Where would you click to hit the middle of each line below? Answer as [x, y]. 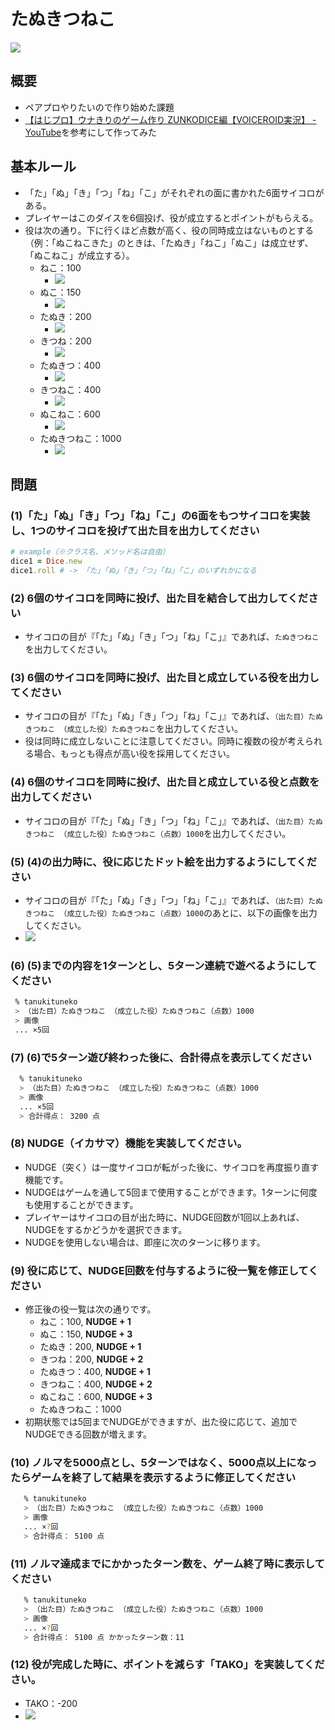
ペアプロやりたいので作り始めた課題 [99, 107]
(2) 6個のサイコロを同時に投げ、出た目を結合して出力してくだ [159, 598]
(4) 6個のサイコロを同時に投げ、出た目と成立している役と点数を [165, 782]
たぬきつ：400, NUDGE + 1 [95, 1372]
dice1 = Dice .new [46, 561]
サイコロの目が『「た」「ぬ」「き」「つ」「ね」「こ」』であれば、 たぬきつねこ [172, 637]
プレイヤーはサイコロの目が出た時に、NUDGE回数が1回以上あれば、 [164, 1217]
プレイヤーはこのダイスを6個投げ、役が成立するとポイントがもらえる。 [171, 217]
